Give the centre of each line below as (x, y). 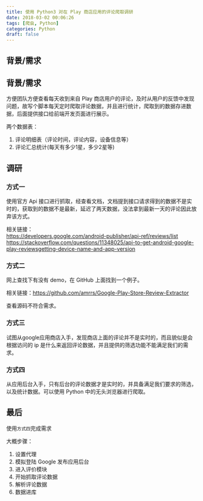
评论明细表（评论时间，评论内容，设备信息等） (73, 139)
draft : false (23, 35)
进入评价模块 (31, 469)
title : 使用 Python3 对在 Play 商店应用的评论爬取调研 (70, 12)
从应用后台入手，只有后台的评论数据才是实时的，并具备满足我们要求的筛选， (101, 384)
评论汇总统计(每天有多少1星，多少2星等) (65, 147)
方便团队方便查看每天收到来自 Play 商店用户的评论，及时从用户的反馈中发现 (100, 99)
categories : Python (31, 29)
